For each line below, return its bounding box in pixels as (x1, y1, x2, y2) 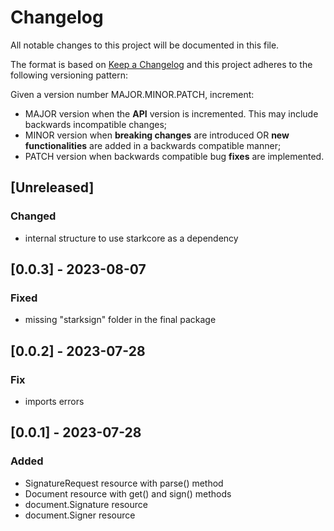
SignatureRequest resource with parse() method (24, 477, 224, 489)
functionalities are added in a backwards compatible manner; (24, 139, 282, 151)
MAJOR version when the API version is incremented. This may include (24, 107, 319, 120)
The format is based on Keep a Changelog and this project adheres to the (10, 58, 313, 70)
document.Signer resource (24, 509, 136, 521)
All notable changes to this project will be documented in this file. (10, 39, 280, 51)
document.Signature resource (24, 498, 148, 510)
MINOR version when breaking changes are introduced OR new (24, 129, 290, 141)
